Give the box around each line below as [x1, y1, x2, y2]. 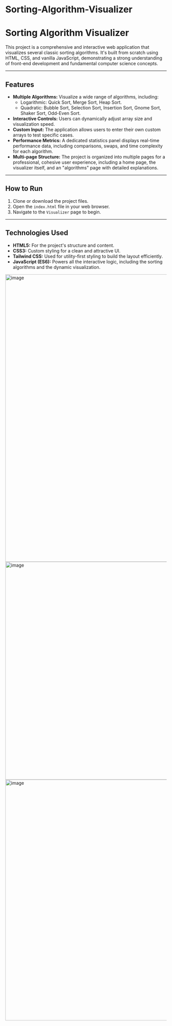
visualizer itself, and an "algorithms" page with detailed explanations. [12, 164, 159, 170]
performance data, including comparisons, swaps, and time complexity [12, 143, 163, 149]
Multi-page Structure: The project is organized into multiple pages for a [12, 153, 165, 160]
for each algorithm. [12, 148, 53, 154]
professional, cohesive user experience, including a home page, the [12, 159, 156, 165]
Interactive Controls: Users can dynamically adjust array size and [12, 115, 153, 122]
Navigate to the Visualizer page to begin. [12, 209, 101, 215]
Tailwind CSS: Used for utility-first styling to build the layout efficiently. [12, 253, 163, 259]
